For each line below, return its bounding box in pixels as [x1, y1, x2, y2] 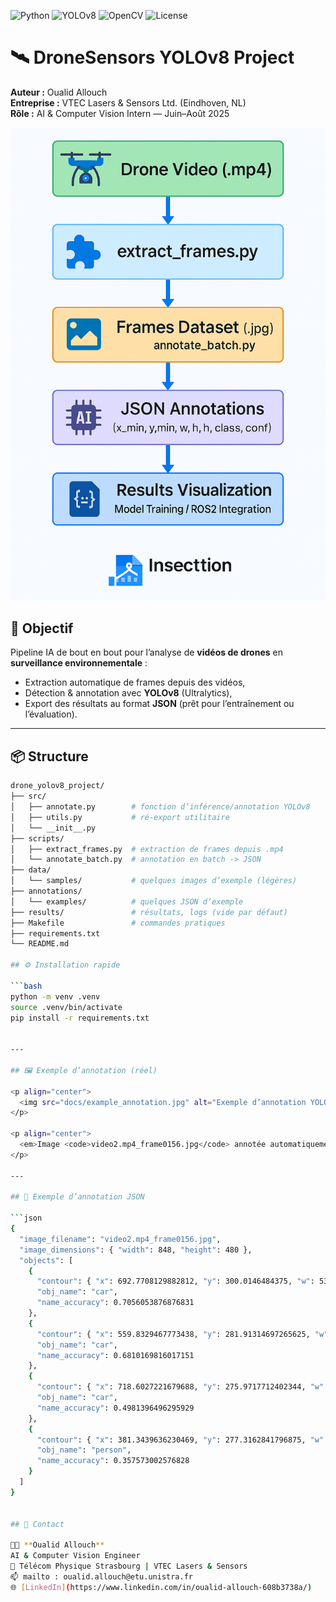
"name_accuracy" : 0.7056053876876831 [36, 1298, 195, 1308]
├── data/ [10, 865, 52, 875]
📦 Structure [10, 748, 89, 765]
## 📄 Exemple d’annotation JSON [10, 1192, 145, 1202]
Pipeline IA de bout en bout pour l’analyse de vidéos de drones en [10, 646, 283, 659]
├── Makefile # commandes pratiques [10, 918, 226, 928]
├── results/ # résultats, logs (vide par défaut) [10, 907, 288, 917]
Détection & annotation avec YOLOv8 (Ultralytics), [24, 687, 233, 699]
